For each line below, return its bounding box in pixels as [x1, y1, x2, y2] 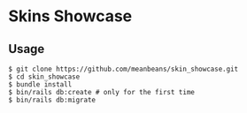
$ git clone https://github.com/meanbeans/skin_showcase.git [8, 64, 239, 73]
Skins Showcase [8, 6, 133, 26]
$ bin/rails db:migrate [8, 95, 96, 104]
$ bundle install [8, 80, 73, 89]
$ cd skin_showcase [8, 72, 81, 81]
